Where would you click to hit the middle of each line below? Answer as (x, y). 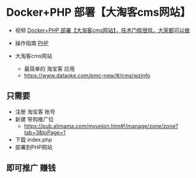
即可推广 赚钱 (31, 168)
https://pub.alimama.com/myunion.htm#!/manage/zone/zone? (101, 126)
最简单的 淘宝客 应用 (49, 68)
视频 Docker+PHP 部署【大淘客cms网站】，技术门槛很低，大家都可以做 (102, 30)
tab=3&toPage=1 (45, 132)
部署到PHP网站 (34, 147)
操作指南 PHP (32, 43)
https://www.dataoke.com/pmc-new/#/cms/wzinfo (87, 75)
